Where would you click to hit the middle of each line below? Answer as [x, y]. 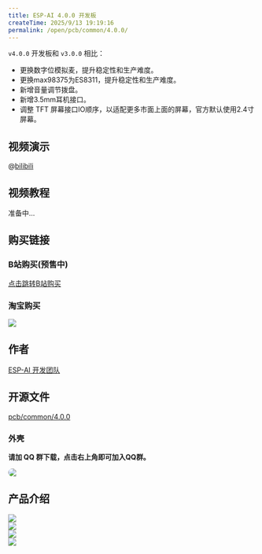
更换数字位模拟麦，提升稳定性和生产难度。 [89, 70]
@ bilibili [21, 166]
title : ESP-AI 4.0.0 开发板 [52, 15]
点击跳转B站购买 [35, 283]
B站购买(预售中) [38, 264]
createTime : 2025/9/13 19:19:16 [61, 23]
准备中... [22, 213]
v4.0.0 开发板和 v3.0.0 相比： [56, 54]
